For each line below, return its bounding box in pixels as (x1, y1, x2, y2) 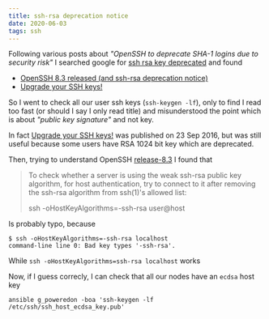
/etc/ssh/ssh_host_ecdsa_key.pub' (8, 303, 126, 312)
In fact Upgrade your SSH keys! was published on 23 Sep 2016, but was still (8, 130, 262, 140)
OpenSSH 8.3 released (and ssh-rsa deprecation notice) (19, 74, 208, 83)
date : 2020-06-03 (8, 19, 67, 28)
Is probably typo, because (8, 219, 96, 229)
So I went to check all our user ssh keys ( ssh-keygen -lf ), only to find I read (8, 98, 262, 108)
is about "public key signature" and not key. (8, 115, 154, 125)
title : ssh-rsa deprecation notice (8, 11, 129, 20)
